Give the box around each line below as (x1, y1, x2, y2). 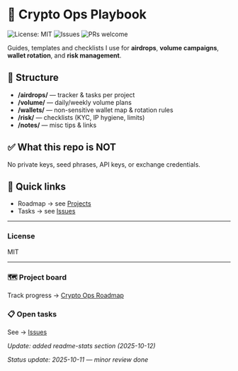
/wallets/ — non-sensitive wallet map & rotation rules (17, 106, 174, 114)
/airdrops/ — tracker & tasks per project (17, 90, 135, 99)
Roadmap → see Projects (17, 199, 91, 208)
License (7, 231, 35, 241)
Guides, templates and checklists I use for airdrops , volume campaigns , (7, 43, 220, 52)
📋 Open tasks (7, 309, 57, 319)
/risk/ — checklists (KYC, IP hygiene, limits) (17, 113, 145, 121)
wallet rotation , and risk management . (7, 51, 122, 60)
